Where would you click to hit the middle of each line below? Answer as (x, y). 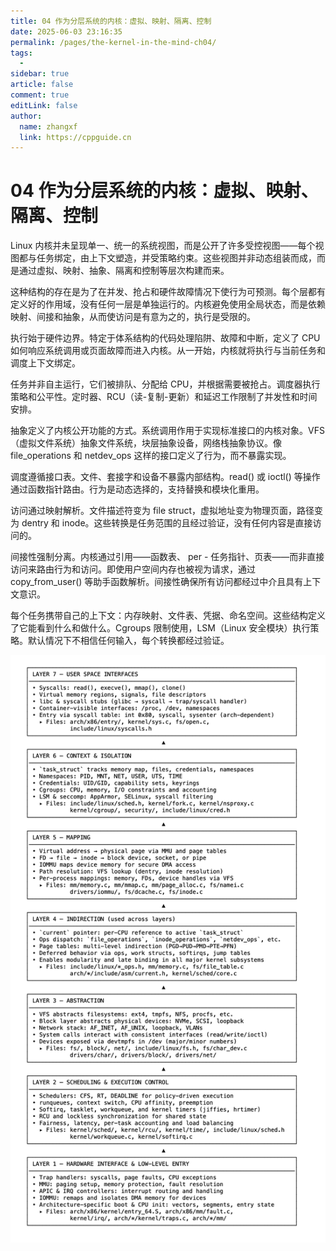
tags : (21, 53)
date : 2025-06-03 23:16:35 (66, 31)
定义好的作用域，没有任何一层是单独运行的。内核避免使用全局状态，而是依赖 (168, 304)
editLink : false (44, 105)
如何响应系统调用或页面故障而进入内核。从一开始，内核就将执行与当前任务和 (168, 351)
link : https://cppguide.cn (75, 137)
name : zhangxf (48, 126)
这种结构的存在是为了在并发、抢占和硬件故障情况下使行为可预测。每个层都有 (168, 292)
